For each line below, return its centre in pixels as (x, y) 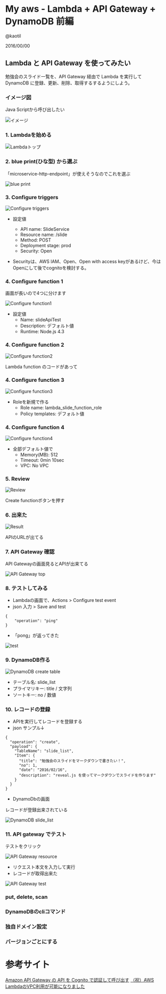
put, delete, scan (26, 897)
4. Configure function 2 (35, 345)
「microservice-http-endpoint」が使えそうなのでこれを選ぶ (68, 174)
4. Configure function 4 (35, 427)
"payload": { (24, 746)
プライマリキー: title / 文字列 (42, 688)
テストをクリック (23, 846)
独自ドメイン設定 (26, 926)
